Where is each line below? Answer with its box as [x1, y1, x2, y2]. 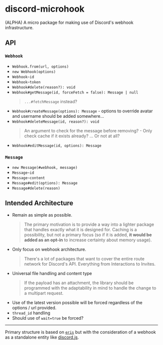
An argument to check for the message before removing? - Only [24, 127, 152, 133]
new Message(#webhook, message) [12, 165, 78, 170]
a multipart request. [24, 290, 64, 296]
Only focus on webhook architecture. [12, 246, 86, 252]
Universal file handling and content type [12, 270, 92, 276]
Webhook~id [12, 74, 34, 79]
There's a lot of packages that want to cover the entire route [24, 255, 145, 261]
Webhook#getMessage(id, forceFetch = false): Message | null [12, 90, 139, 95]
